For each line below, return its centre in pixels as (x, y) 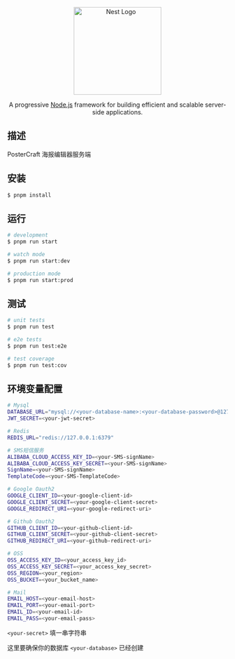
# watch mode (26, 255)
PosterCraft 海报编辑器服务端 (49, 154)
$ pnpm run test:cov (37, 365)
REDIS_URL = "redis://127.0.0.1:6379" (60, 438)
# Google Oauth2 (31, 489)
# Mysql (19, 406)
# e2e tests (24, 340)
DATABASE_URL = (28, 412)
